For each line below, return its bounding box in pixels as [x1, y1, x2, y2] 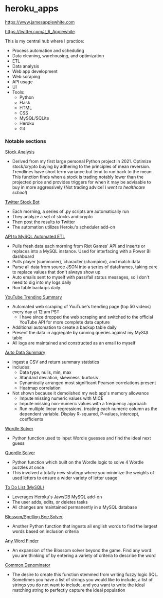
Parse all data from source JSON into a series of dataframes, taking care [12, 264, 158, 270]
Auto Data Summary [5, 349, 46, 355]
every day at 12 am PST [12, 309, 60, 315]
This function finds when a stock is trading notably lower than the [12, 174, 144, 180]
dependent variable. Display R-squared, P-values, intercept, [19, 411, 140, 417]
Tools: [12, 89, 25, 95]
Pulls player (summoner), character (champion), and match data [12, 259, 141, 265]
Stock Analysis [5, 149, 35, 155]
